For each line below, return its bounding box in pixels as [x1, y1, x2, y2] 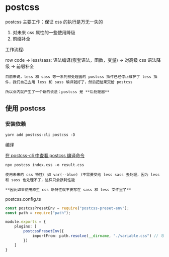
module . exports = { [5, 219, 46, 224]
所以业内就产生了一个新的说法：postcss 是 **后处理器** [5, 89, 110, 94]
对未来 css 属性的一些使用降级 [12, 29, 75, 35]
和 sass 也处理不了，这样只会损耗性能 [5, 177, 75, 182]
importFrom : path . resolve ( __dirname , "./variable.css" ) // [32, 233, 158, 238]
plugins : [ [14, 224, 37, 229]
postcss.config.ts [5, 196, 41, 202]
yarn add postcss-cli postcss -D [5, 132, 75, 137]
